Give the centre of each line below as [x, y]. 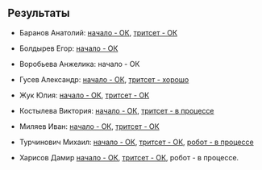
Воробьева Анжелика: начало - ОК [79, 64]
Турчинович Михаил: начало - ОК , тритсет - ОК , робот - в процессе [137, 142]
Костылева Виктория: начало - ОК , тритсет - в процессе [116, 110]
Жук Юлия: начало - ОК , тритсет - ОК [84, 95]
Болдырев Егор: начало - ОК [69, 48]
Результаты [39, 13]
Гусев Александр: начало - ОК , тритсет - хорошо [104, 79]
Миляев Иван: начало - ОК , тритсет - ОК [89, 126]
